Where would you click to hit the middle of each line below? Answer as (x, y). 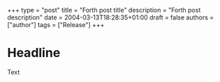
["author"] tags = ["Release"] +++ (56, 25)
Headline (34, 53)
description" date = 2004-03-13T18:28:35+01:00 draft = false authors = (111, 17)
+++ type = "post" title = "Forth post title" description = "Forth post (104, 10)
